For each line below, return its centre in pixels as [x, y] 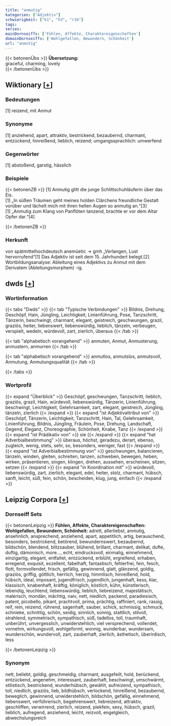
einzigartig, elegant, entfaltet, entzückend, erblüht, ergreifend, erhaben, [81, 558]
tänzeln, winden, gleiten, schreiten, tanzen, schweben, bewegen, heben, [82, 456]
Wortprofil [18, 385]
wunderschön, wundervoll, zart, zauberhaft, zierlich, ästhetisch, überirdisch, [86, 634]
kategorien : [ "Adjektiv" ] [33, 15]
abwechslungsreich [26, 718]
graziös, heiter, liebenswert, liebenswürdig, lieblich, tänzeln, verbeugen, [81, 326]
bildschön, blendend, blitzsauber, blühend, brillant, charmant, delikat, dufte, [85, 547]
